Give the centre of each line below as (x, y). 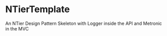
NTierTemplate (38, 9)
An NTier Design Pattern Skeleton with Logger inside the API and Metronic (84, 23)
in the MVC (17, 28)
